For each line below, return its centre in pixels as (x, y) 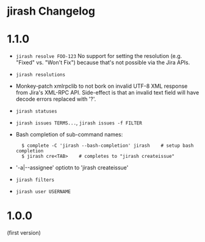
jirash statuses (36, 112)
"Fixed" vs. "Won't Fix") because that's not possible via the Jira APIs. (103, 63)
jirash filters (35, 180)
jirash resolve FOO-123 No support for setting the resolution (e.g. (99, 56)
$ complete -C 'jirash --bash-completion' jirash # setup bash (108, 146)
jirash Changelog (51, 11)
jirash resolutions (41, 75)
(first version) (24, 233)
